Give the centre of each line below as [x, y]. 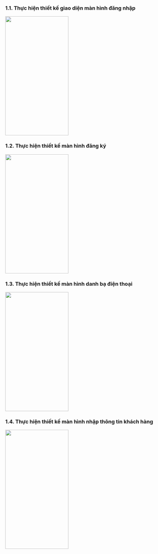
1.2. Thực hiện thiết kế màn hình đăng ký [56, 146]
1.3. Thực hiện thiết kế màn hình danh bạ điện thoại [69, 284]
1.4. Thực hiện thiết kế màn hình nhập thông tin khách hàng [79, 422]
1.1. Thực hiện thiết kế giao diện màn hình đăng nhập [70, 8]
